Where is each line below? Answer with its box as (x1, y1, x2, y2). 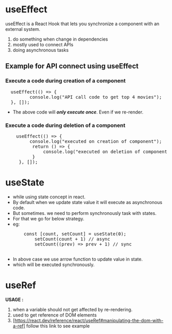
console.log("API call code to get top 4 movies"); (29, 94, 162, 100)
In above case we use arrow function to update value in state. (12, 256, 143, 262)
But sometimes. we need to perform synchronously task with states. (12, 210, 157, 216)
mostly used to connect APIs (12, 41, 74, 47)
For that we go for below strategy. (12, 215, 84, 221)
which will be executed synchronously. (12, 261, 95, 268)
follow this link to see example (26, 323, 90, 329)
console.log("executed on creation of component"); (29, 138, 162, 144)
